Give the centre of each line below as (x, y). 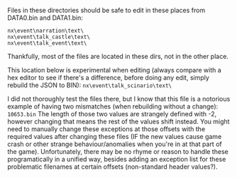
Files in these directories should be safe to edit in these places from (106, 10)
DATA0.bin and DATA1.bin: (45, 18)
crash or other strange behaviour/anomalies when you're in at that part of (115, 144)
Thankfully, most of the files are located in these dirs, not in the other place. (118, 56)
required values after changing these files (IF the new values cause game (115, 137)
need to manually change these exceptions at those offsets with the (106, 129)
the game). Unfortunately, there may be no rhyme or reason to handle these (118, 151)
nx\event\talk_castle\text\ (49, 37)
